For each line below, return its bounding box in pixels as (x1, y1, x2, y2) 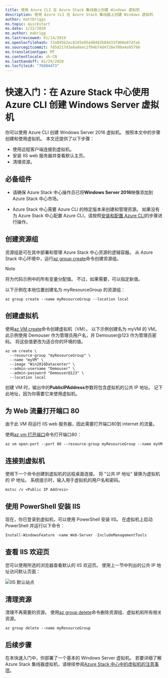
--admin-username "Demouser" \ (10, 366, 75, 371)
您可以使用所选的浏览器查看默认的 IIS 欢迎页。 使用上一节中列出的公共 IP (5, 562, 155, 568)
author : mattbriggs (5, 17, 46, 22)
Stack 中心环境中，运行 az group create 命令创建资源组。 (5, 255, 121, 261)
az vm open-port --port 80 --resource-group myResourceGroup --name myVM (5, 442, 163, 447)
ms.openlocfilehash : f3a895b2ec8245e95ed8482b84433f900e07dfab (5, 40, 140, 45)
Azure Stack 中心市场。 (12, 196, 61, 202)
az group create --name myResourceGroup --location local (5, 297, 129, 302)
